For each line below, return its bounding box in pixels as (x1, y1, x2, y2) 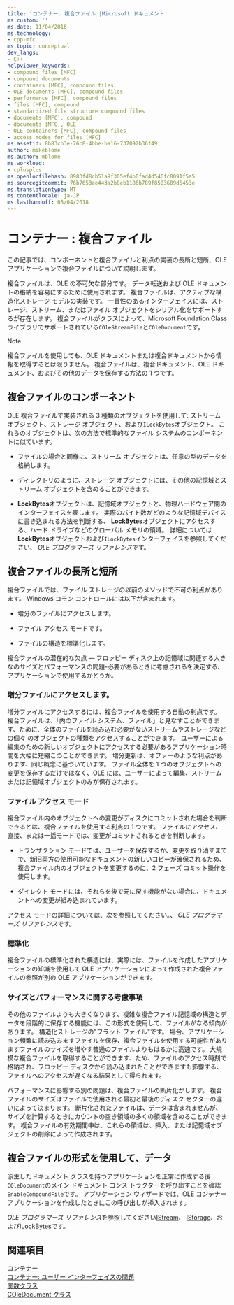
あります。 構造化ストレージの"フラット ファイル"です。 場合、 (7, 1027, 189, 1036)
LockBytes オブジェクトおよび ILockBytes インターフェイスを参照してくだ (17, 534, 227, 543)
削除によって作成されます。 (37, 1129, 117, 1138)
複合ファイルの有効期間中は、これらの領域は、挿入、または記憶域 (20, 1120, 211, 1129)
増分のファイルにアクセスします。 (17, 609, 115, 618)
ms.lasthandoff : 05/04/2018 (7, 199, 89, 206)
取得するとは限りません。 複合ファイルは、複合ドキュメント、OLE (19, 359, 211, 368)
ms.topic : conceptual (7, 43, 71, 50)
